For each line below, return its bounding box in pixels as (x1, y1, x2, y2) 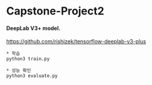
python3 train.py (6, 56, 50, 62)
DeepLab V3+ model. (6, 24, 61, 31)
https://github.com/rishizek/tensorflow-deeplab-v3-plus (6, 38, 147, 45)
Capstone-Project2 (6, 4, 104, 18)
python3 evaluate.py (6, 73, 59, 79)
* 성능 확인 (6, 68, 31, 74)
